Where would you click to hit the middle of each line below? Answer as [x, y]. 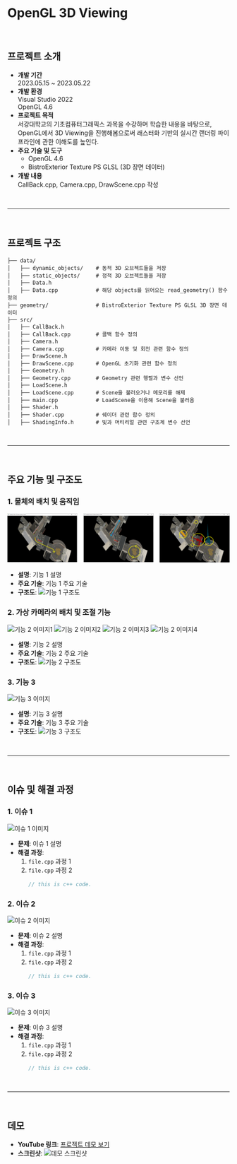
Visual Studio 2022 [45, 99]
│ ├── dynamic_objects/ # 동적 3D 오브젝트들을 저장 [87, 268]
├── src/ [20, 319]
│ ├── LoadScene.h [38, 385]
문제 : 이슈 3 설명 [40, 1028]
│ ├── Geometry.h [36, 370]
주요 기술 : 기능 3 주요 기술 [53, 723]
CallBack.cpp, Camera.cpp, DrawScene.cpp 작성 [88, 184]
